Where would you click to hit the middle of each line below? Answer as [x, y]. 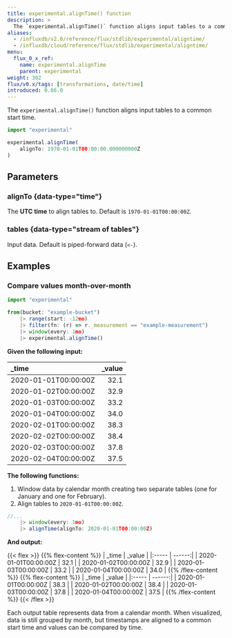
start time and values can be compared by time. [75, 628]
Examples [29, 266]
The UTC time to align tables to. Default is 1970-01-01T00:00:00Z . [99, 212]
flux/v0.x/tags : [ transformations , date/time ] [75, 84]
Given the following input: [45, 351]
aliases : [20, 33]
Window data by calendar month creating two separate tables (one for [117, 489]
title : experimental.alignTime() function [69, 13]
